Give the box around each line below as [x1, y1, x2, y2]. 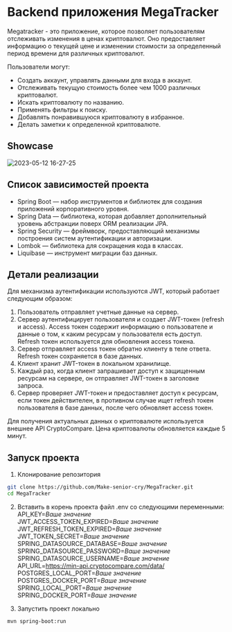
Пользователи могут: [7, 62, 71, 71]
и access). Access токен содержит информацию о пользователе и [17, 323, 213, 331]
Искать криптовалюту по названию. [17, 98, 125, 106]
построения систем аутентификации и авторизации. [17, 234, 172, 243]
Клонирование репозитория [17, 471, 101, 479]
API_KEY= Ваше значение [17, 510, 92, 518]
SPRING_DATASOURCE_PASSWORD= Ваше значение [17, 547, 171, 555]
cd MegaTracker [7, 490, 51, 498]
